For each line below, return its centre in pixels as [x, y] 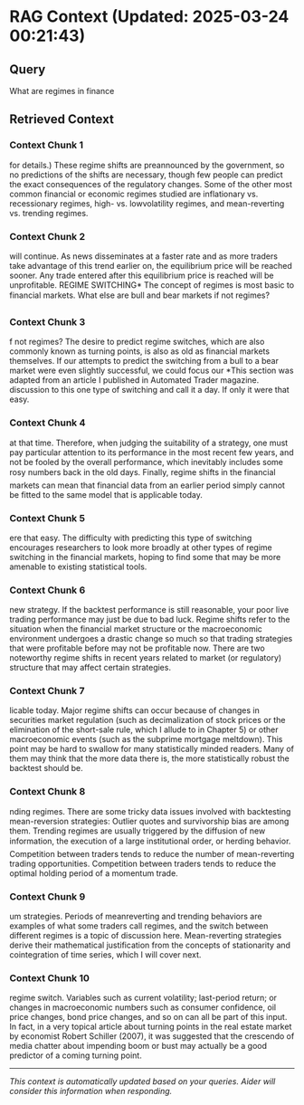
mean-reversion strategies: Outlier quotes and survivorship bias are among [149, 821]
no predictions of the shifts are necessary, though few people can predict [146, 175]
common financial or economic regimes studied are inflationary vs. [134, 194]
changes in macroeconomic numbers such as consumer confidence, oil [143, 1007]
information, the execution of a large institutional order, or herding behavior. [150, 841]
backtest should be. [46, 768]
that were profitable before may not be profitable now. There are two [137, 648]
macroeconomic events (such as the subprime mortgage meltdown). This [146, 739]
